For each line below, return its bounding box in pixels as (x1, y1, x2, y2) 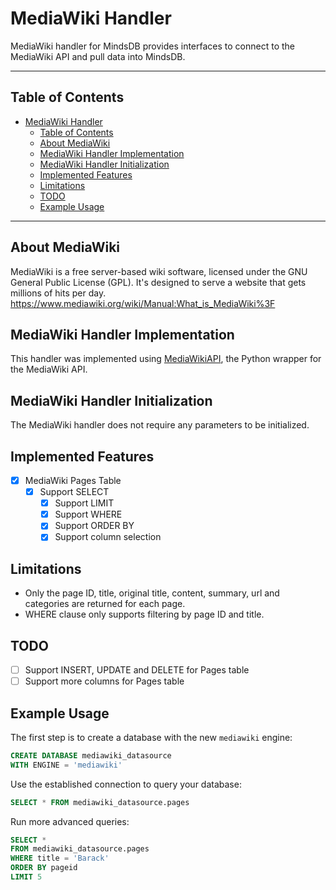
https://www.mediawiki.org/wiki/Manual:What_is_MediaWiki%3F (10, 297, 276, 309)
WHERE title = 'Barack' (10, 853, 110, 864)
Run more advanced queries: (10, 815, 130, 827)
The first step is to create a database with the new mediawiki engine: (10, 731, 293, 743)
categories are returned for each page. (24, 598, 186, 610)
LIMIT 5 (10, 872, 43, 882)
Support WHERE (54, 508, 123, 521)
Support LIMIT (54, 497, 115, 509)
